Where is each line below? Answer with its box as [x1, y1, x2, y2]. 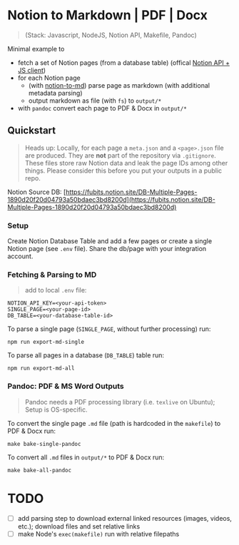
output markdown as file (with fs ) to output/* [28, 96, 162, 105]
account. [7, 252, 34, 260]
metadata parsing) [28, 88, 83, 97]
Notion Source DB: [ [7, 188, 66, 196]
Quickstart [7, 125, 56, 137]
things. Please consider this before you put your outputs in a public [24, 166, 223, 175]
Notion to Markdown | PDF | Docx [7, 7, 208, 24]
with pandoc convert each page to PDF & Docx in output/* [17, 103, 187, 112]
